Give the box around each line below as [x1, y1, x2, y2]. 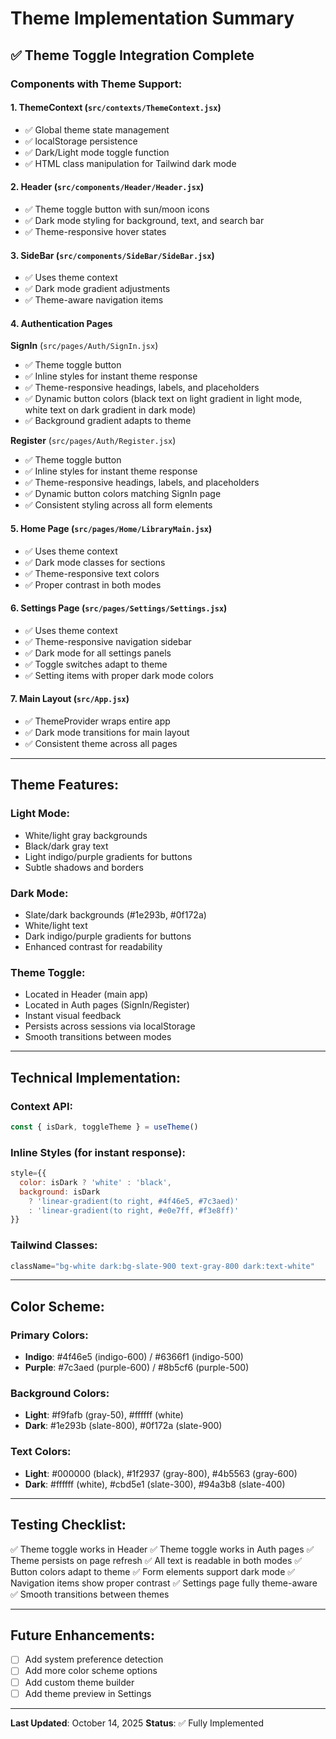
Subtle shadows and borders [24, 861, 144, 873]
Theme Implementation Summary [10, 7, 295, 30]
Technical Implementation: [10, 1069, 182, 1086]
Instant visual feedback [24, 1010, 122, 1022]
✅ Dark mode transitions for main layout [24, 726, 190, 738]
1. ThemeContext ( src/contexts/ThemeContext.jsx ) [10, 102, 222, 114]
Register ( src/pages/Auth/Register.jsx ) [10, 435, 177, 447]
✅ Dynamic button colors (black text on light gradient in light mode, [24, 393, 303, 405]
